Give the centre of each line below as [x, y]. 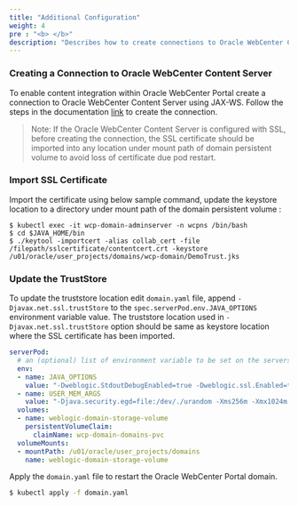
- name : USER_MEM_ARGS [59, 394]
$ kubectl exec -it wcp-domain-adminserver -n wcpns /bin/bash [129, 225]
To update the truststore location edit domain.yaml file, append [123, 298]
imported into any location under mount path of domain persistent [151, 148]
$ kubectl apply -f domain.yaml [69, 493]
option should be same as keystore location [190, 326]
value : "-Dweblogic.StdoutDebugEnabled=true [109, 385]
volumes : [33, 410]
